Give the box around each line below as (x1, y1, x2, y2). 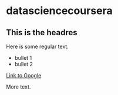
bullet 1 (14, 55, 32, 61)
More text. (6, 83, 31, 90)
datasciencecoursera (6, 4, 113, 18)
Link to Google (6, 72, 42, 79)
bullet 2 (14, 60, 33, 67)
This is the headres (6, 28, 77, 38)
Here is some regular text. (6, 43, 69, 50)
